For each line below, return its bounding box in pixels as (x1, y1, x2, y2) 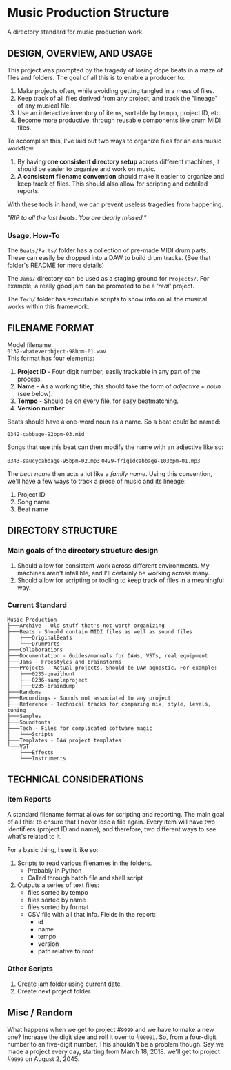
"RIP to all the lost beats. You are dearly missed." (7, 213, 147, 221)
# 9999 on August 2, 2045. (7, 1054, 80, 1063)
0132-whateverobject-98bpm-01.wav (7, 348, 107, 355)
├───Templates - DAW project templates (7, 737, 122, 744)
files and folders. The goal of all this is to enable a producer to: (7, 73, 185, 81)
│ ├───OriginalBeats (7, 634, 72, 641)
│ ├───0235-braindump (7, 682, 76, 689)
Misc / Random (7, 1007, 73, 1019)
